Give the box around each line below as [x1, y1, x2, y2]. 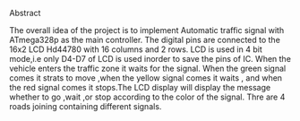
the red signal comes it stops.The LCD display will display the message [9, 82, 271, 92]
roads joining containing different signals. [9, 101, 162, 111]
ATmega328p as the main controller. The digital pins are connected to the [9, 35, 280, 45]
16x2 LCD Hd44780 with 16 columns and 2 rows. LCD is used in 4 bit [9, 44, 262, 55]
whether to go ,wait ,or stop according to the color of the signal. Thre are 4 [9, 91, 286, 102]
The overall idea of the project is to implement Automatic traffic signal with [9, 25, 285, 35]
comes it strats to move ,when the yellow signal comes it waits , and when [9, 73, 283, 83]
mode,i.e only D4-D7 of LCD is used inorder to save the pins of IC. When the [9, 54, 291, 64]
